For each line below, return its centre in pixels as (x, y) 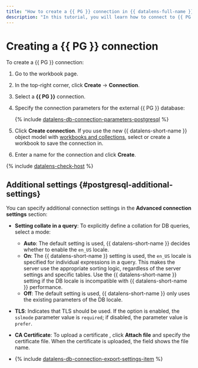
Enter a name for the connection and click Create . (75, 155)
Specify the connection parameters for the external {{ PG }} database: (100, 108)
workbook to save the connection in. (59, 143)
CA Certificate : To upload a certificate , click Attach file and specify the (102, 335)
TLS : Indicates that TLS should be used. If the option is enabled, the (97, 311)
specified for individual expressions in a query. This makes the (99, 262)
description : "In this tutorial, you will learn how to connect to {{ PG (99, 17)
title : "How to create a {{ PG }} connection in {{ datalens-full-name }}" (101, 11)
